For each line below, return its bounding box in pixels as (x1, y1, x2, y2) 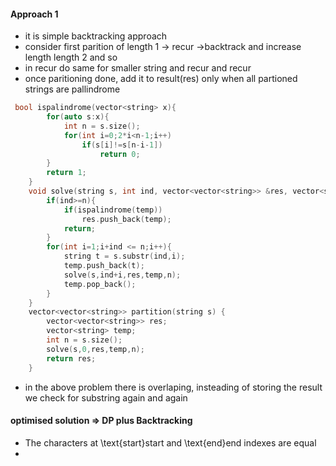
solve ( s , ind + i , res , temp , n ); (63, 270, 182, 280)
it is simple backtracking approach (24, 30, 168, 42)
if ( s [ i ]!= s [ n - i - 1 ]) (81, 140, 163, 150)
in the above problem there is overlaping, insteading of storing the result (24, 381, 323, 393)
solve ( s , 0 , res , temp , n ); (46, 344, 145, 354)
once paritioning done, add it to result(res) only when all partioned (24, 73, 298, 85)
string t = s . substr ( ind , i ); (63, 251, 186, 262)
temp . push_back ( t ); (63, 261, 145, 271)
